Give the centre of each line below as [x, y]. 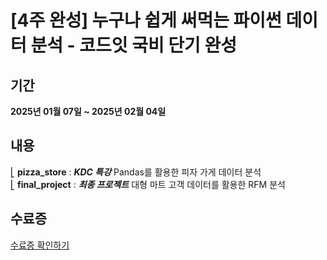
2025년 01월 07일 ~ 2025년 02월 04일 [88, 111]
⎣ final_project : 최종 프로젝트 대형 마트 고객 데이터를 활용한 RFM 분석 [148, 184]
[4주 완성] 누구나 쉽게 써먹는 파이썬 [146, 20]
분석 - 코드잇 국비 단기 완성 [134, 45]
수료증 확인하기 [40, 245]
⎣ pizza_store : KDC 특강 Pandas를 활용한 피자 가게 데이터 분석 [136, 172]
